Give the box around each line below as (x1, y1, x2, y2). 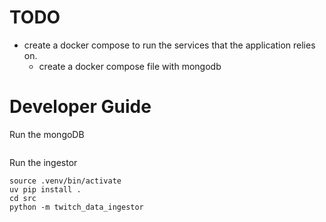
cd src (9, 193, 37, 203)
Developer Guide (9, 96, 152, 118)
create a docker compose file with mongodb (38, 60, 222, 72)
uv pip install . (9, 184, 82, 195)
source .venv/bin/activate (9, 176, 122, 186)
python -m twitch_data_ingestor (9, 202, 144, 212)
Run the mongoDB (9, 128, 85, 140)
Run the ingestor (9, 156, 78, 168)
